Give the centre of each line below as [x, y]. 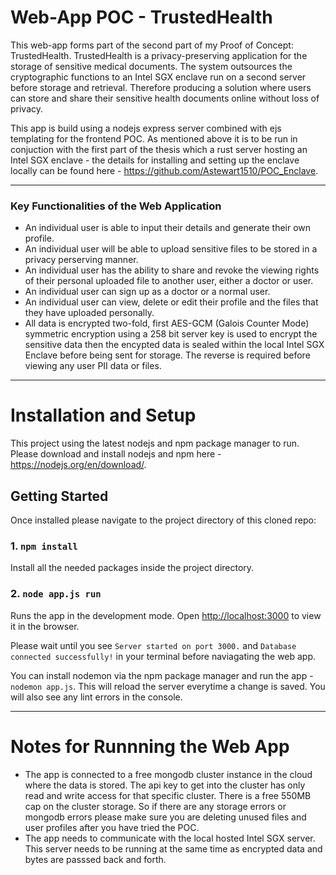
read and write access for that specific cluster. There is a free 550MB [168, 795]
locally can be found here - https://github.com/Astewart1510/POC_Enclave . [164, 170]
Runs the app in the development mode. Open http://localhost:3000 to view [166, 615]
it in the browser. [45, 626]
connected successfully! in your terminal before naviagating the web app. [163, 656]
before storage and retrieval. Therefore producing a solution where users [161, 87]
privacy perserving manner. [81, 260]
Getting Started [59, 496]
